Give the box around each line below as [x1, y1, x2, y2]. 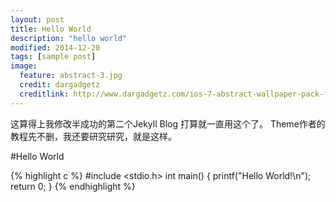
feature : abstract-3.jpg [19, 71, 123, 81]
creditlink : [19, 89, 70, 99]
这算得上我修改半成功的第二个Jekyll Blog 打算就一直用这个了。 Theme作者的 [10, 117, 326, 130]
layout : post [10, 14, 65, 25]
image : [10, 61, 38, 71]
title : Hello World [10, 24, 92, 34]
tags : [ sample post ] [10, 52, 97, 62]
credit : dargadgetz [19, 80, 101, 90]
